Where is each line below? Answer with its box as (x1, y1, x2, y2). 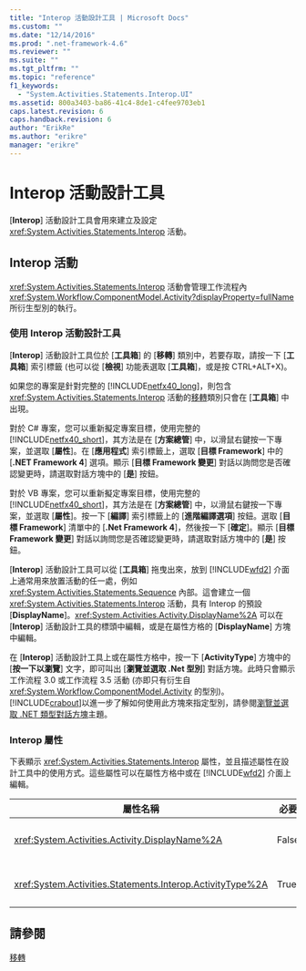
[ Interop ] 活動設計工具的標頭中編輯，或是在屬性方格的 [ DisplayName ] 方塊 (9, 621, 291, 632)
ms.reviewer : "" (9, 47, 71, 57)
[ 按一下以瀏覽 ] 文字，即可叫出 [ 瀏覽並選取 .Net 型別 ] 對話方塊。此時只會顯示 (9, 663, 296, 674)
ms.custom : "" (9, 22, 64, 31)
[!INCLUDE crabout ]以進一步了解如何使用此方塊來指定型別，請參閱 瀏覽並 (9, 697, 281, 708)
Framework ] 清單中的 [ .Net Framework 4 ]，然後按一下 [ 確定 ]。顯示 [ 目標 (19, 522, 295, 532)
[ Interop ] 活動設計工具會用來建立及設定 (9, 214, 158, 225)
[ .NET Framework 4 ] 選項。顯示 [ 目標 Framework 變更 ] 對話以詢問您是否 (9, 457, 283, 468)
